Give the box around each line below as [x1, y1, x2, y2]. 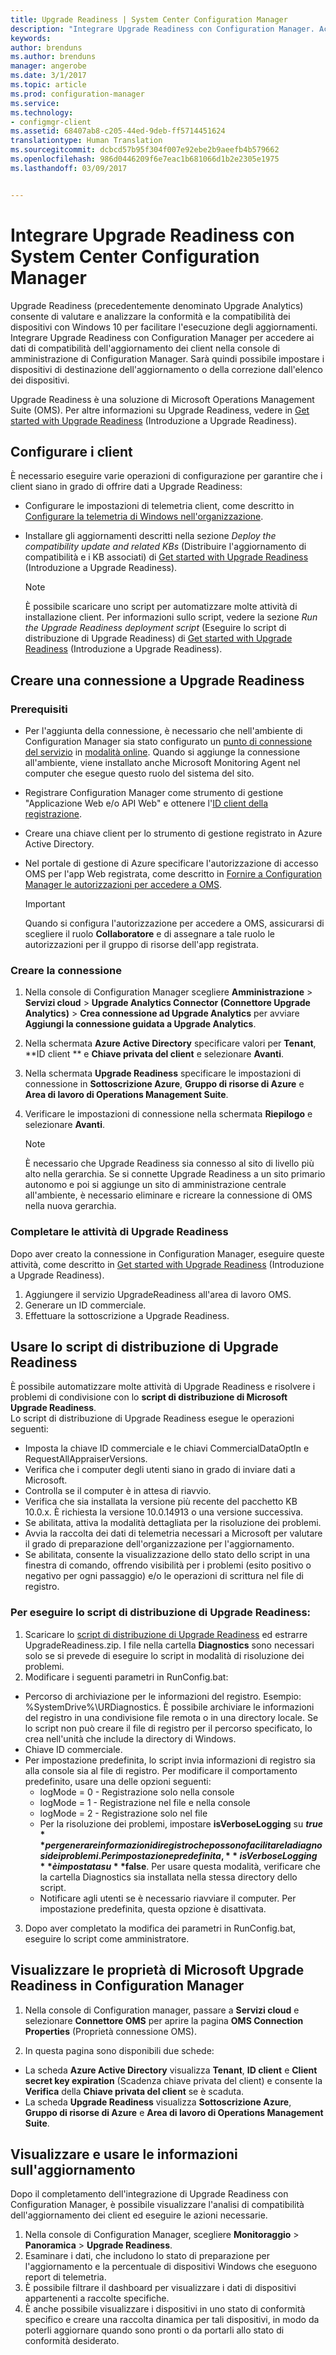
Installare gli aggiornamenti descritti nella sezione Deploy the [24, 530, 277, 542]
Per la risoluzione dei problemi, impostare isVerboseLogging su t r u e [39, 1817, 324, 1830]
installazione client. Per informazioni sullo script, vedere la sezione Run [24, 611, 318, 623]
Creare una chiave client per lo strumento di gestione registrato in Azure [24, 827, 323, 840]
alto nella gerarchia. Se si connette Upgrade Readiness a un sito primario [24, 1168, 326, 1180]
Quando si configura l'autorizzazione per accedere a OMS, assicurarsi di [24, 917, 325, 930]
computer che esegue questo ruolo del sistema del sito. [24, 767, 255, 780]
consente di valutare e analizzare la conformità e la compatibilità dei [10, 310, 291, 322]
